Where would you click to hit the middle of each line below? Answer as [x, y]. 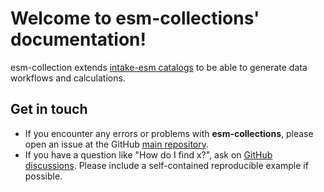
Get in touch [49, 109]
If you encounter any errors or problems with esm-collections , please [169, 133]
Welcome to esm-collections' [135, 18]
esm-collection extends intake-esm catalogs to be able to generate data [159, 67]
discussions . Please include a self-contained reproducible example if [166, 165]
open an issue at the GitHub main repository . [117, 144]
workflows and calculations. [68, 78]
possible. [43, 176]
